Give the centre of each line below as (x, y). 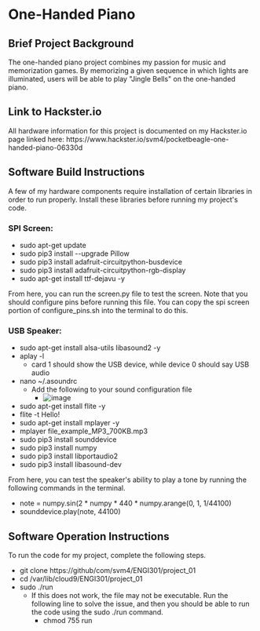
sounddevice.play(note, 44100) (70, 512)
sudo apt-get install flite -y (62, 407)
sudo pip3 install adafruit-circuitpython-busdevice (101, 261)
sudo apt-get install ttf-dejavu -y (72, 278)
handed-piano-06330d (46, 148)
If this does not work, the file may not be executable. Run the (130, 596)
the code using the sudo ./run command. (97, 612)
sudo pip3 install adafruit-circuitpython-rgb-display (103, 270)
